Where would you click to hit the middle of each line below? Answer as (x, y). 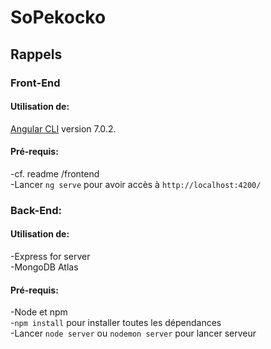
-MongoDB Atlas (44, 267)
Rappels (36, 54)
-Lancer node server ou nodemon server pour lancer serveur (133, 333)
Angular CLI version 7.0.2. (63, 128)
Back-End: (36, 210)
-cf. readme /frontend (55, 173)
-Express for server (50, 257)
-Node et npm (39, 312)
